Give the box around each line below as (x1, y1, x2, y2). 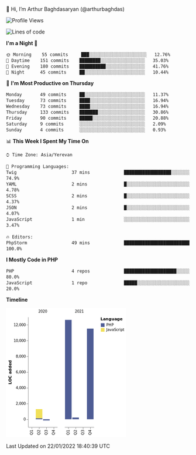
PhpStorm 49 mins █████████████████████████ (6, 240, 190, 246)
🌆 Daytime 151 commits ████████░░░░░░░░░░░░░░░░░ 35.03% (6, 58, 169, 63)
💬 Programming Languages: (6, 164, 69, 170)
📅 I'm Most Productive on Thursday (6, 80, 94, 86)
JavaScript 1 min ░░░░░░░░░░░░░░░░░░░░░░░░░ (6, 217, 190, 223)
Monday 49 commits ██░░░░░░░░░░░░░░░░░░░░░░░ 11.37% (6, 92, 169, 97)
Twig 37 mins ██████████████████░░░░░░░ (6, 170, 190, 176)
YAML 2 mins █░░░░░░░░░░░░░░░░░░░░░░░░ (6, 181, 190, 187)
